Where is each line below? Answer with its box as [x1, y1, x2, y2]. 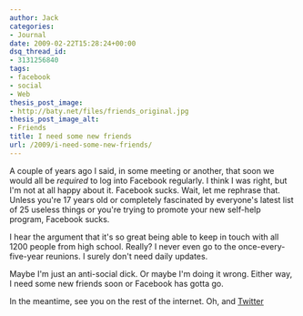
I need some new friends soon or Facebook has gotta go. [9, 278, 225, 289]
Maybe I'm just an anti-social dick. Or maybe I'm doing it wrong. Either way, [9, 268, 293, 279]
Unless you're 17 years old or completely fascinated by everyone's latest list [9, 194, 294, 205]
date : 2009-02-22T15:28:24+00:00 [9, 38, 136, 48]
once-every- [237, 240, 286, 251]
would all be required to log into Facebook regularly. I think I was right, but [9, 175, 288, 186]
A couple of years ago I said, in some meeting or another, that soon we [9, 165, 275, 176]
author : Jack [9, 13, 59, 23]
